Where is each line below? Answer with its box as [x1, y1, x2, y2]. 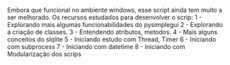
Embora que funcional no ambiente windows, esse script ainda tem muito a [7, 6, 222, 14]
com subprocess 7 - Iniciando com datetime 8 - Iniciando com [7, 43, 186, 50]
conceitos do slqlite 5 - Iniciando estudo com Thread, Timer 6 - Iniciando [7, 35, 217, 44]
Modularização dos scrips [7, 50, 82, 58]
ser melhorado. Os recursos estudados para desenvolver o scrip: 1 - [7, 13, 202, 21]
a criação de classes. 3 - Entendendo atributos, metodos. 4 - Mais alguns [7, 28, 217, 36]
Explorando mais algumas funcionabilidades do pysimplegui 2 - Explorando [7, 21, 224, 28]
